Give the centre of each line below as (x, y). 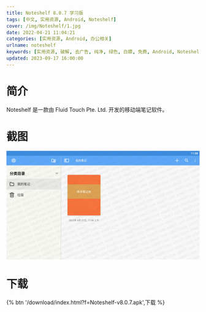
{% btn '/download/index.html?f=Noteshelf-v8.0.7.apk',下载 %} (86, 302)
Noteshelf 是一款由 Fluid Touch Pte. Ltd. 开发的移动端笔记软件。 (87, 109)
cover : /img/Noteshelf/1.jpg (44, 26)
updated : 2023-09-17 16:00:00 (45, 58)
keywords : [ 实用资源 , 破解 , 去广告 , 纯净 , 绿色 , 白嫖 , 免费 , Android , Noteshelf (104, 52)
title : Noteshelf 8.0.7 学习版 (45, 13)
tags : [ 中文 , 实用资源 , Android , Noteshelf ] (61, 19)
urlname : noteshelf (31, 45)
